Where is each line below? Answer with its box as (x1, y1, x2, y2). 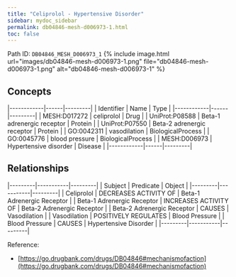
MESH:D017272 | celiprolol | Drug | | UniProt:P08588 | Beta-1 (42, 112, 220, 121)
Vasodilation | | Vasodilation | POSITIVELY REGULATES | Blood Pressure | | (7, 211, 225, 220)
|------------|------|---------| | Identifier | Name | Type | (7, 104, 172, 113)
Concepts (7, 85, 52, 97)
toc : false (7, 30, 40, 38)
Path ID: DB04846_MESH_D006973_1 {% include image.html (7, 50, 170, 58)
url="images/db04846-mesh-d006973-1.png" (7, 58, 142, 66)
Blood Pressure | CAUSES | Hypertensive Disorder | (7, 219, 158, 227)
